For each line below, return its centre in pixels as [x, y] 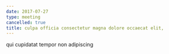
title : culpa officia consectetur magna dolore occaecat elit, [85, 28]
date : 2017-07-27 [27, 11]
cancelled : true [26, 22]
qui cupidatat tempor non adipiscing [50, 45]
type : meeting [23, 17]
